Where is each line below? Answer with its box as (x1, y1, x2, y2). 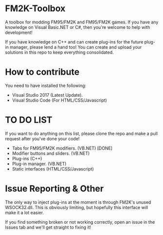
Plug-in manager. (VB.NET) (12, 161, 67, 167)
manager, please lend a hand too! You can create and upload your (9, 44, 142, 50)
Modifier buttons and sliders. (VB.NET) (12, 150, 90, 156)
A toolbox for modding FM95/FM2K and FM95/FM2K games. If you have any (5, 19, 159, 25)
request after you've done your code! (5, 135, 80, 142)
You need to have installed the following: (5, 83, 87, 88)
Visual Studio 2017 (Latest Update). (12, 92, 83, 98)
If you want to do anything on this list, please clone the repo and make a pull (5, 130, 158, 136)
